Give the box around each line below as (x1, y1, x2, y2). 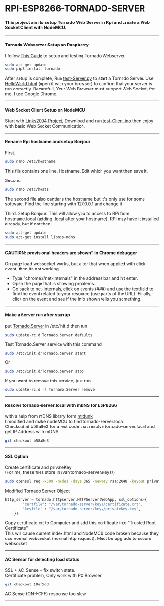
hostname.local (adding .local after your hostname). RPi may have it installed (5, 216, 159, 222)
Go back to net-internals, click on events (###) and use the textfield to (12, 286, 154, 292)
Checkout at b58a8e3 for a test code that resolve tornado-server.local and (5, 424, 155, 429)
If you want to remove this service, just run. (5, 378, 92, 384)
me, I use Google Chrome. (5, 91, 58, 97)
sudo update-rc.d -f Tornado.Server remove (5, 387, 95, 392)
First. (5, 150, 16, 156)
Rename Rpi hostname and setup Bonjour (5, 139, 91, 145)
